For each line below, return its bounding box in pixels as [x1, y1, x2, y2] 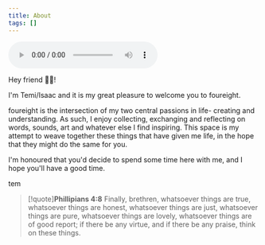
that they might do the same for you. [8, 139, 127, 149]
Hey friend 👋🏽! [8, 75, 57, 84]
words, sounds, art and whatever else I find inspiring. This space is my [8, 122, 240, 132]
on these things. [27, 227, 81, 237]
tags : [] [8, 19, 37, 27]
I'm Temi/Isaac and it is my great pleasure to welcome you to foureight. [8, 90, 241, 99]
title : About [8, 11, 52, 20]
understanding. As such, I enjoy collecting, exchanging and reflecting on [8, 114, 246, 123]
